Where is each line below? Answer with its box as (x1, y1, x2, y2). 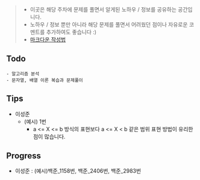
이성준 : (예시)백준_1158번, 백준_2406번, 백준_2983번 (14, 167, 142, 175)
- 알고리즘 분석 (6, 70, 40, 77)
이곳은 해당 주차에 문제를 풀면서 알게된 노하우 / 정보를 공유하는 (30, 6, 177, 13)
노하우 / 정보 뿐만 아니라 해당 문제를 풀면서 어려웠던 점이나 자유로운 (30, 21, 188, 28)
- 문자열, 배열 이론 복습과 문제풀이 (6, 77, 83, 83)
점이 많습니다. (33, 132, 66, 140)
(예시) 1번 (23, 117, 47, 125)
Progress (6, 151, 41, 161)
